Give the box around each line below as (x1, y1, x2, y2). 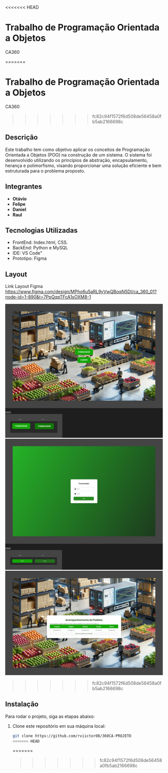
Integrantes (5, 183, 42, 191)
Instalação (5, 700, 39, 709)
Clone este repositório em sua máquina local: (12, 723, 106, 729)
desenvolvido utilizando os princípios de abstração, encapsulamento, (5, 157, 148, 163)
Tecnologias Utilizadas (5, 226, 78, 235)
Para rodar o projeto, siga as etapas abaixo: (5, 713, 95, 719)
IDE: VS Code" (12, 250, 42, 256)
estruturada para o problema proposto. (5, 168, 85, 174)
